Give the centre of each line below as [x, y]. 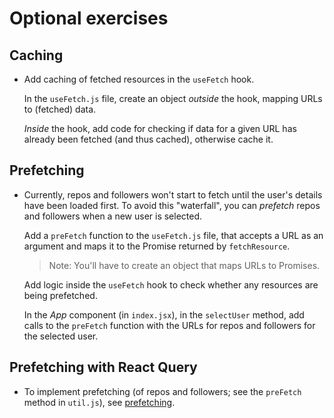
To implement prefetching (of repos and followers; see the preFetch [162, 391]
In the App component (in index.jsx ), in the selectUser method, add [164, 314]
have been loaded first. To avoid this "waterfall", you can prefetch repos [172, 205]
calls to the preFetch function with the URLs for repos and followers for [169, 325]
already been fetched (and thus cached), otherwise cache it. [148, 139]
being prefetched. [60, 295]
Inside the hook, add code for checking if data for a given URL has [160, 128]
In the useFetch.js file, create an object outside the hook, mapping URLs [173, 98]
